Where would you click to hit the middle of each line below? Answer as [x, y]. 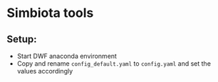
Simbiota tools [50, 13]
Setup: [22, 39]
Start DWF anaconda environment [67, 56]
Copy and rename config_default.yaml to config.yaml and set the [114, 64]
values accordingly [45, 71]
